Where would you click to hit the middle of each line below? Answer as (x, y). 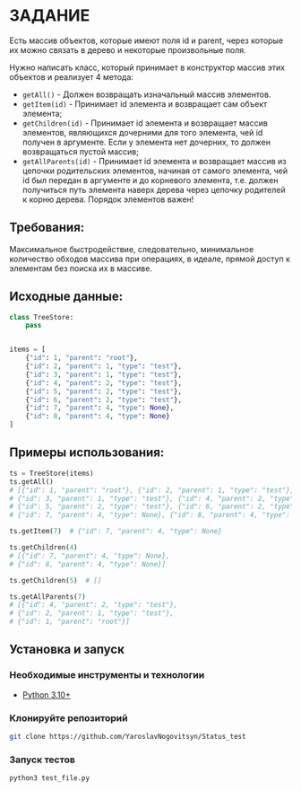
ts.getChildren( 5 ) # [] (56, 580)
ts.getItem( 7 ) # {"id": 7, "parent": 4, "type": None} (116, 532)
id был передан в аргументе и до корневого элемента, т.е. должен (150, 180)
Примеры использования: (87, 453)
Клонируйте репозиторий (69, 717)
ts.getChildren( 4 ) (43, 548)
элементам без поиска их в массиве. (81, 268)
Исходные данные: (66, 297)
